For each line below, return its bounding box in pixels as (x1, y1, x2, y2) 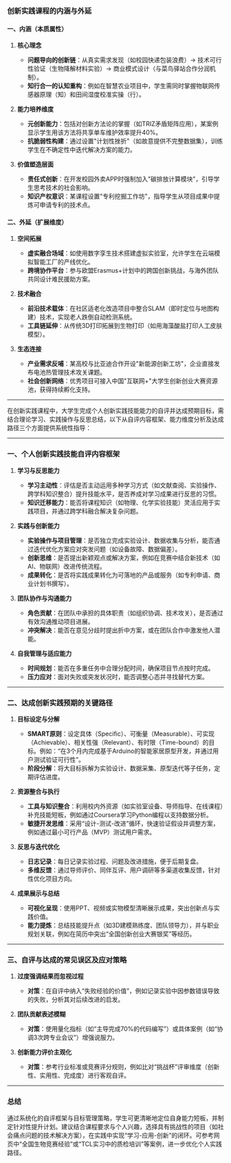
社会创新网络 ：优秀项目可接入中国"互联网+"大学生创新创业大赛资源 (27, 377, 218, 385)
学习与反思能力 (16, 466, 60, 474)
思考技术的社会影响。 (33, 184, 94, 192)
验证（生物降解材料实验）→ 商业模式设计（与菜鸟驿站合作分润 (33, 64, 210, 73)
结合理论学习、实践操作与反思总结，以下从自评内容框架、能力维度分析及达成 (7, 416, 224, 424)
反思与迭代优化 (16, 842, 60, 850)
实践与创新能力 (16, 521, 60, 529)
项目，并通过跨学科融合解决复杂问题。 (33, 507, 142, 515)
